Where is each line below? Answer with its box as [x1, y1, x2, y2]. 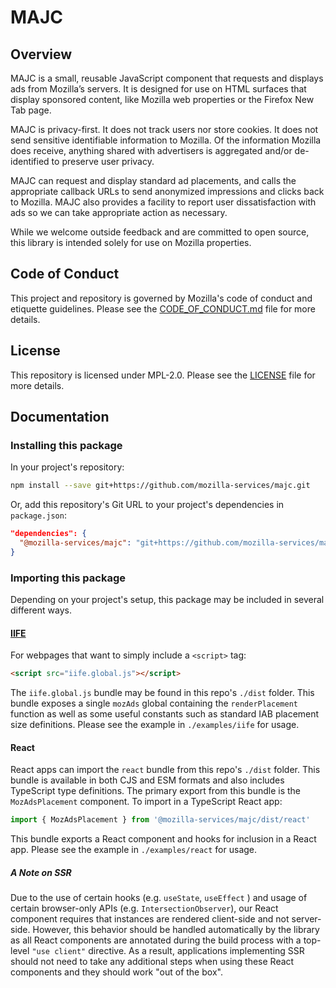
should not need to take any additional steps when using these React [10, 956, 295, 968]
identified [10, 156, 50, 167]
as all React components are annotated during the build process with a [10, 934, 302, 946]
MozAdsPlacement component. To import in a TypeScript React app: [10, 796, 283, 808]
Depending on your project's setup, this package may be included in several [10, 594, 325, 606]
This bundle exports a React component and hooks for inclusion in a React [10, 833, 317, 845]
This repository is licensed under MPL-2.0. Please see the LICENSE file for [10, 369, 316, 381]
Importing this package [10, 571, 127, 585]
